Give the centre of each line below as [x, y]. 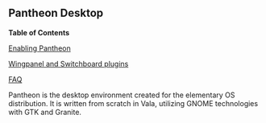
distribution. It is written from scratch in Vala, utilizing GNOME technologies [133, 103]
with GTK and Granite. [45, 112]
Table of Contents [39, 32]
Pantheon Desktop [56, 13]
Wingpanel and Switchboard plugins [69, 64]
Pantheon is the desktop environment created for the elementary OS [122, 95]
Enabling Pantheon [39, 48]
